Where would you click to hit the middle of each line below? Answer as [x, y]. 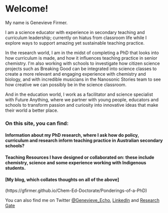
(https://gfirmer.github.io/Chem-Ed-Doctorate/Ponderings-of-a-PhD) [76, 190]
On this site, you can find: [37, 123]
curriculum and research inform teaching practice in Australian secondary [84, 140]
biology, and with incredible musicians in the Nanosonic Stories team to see [83, 79]
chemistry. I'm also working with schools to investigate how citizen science [82, 63]
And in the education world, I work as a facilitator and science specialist [79, 94]
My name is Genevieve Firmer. [36, 23]
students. [15, 168]
